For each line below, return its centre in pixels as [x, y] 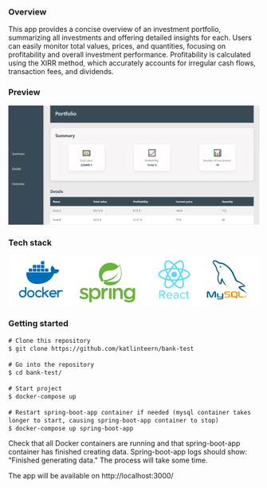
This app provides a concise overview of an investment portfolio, [115, 30]
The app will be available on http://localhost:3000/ [91, 476]
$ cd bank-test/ [35, 373]
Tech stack [30, 243]
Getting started [39, 324]
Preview [24, 92]
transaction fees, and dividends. [61, 72]
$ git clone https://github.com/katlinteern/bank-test [101, 349]
